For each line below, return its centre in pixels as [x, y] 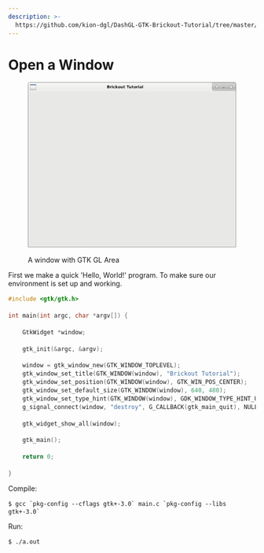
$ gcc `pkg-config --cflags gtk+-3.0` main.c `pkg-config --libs [117, 503]
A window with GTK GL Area [74, 260]
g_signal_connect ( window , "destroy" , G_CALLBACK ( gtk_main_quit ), [132, 407]
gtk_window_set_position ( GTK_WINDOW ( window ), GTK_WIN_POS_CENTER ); [135, 382]
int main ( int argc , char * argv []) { [68, 316]
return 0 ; [38, 457]
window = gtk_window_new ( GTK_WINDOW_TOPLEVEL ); [101, 366]
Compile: [23, 488]
